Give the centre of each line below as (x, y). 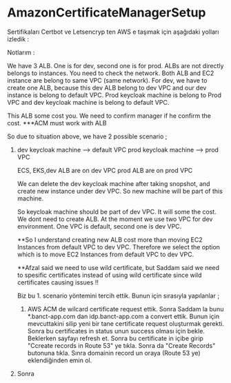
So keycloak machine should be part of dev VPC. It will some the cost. (117, 211)
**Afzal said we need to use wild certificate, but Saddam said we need (118, 267)
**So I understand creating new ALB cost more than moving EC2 (110, 240)
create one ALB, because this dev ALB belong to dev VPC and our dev (107, 87)
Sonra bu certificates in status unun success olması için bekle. (116, 331)
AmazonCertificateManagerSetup (107, 13)
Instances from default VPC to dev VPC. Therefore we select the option (119, 247)
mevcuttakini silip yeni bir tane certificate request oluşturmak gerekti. (125, 323)
